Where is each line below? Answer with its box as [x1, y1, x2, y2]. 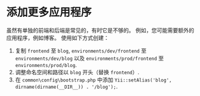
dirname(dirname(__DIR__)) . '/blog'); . [15, 83, 118, 90]
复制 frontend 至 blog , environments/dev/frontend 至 [15, 46, 147, 54]
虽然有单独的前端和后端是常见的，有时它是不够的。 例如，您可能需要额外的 [6, 27, 195, 34]
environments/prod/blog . [15, 61, 77, 68]
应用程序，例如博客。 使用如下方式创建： [6, 34, 109, 41]
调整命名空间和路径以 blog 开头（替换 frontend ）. [15, 68, 140, 75]
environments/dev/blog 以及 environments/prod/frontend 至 [15, 54, 164, 62]
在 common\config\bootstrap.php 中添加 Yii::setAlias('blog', [15, 76, 172, 83]
